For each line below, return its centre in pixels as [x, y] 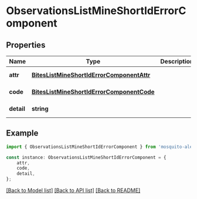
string [40, 109]
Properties [26, 45]
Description [177, 61]
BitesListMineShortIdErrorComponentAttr [91, 75]
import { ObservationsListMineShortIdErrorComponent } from [81, 147]
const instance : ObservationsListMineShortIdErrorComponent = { [86, 157]
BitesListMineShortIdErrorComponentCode [93, 92]
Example [22, 133]
